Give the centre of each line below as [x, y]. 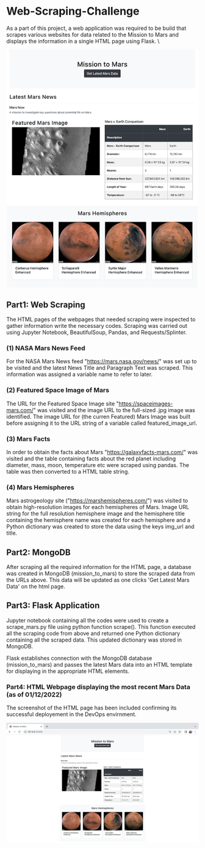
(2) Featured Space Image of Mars [58, 390]
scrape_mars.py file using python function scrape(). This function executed [101, 626]
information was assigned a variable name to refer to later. [80, 374]
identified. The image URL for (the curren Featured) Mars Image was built [99, 416]
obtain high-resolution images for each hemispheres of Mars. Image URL [98, 507]
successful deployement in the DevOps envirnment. [71, 714]
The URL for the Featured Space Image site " [63, 404]
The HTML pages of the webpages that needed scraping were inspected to [101, 319]
